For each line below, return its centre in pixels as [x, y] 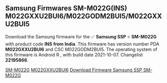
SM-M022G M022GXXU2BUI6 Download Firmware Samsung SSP [74, 70]
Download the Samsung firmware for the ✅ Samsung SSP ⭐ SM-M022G [81, 36]
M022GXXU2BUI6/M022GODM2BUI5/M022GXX [84, 16]
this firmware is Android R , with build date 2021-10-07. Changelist [74, 55]
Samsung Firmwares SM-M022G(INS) [66, 8]
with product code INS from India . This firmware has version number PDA [82, 44]
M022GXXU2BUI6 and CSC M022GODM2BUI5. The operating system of [81, 49]
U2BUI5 [17, 24]
